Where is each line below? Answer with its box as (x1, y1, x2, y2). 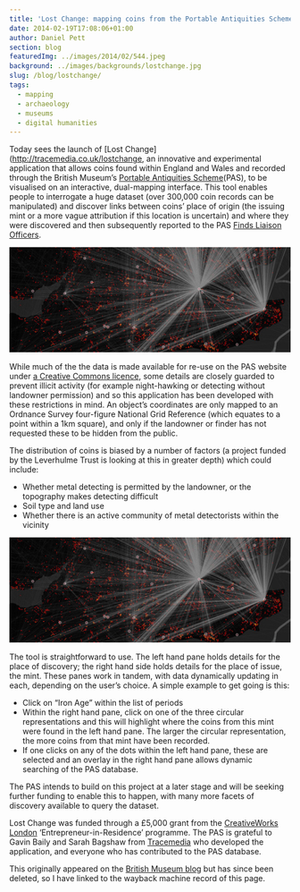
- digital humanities (17, 118, 98, 127)
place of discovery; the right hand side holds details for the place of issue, (9, 661, 283, 672)
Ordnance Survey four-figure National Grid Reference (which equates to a (9, 409, 281, 420)
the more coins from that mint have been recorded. (21, 735, 211, 746)
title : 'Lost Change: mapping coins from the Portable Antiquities (9, 14, 266, 23)
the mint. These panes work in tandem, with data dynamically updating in (9, 671, 279, 682)
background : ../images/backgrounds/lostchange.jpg (9, 62, 202, 71)
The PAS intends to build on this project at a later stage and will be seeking (9, 781, 284, 792)
